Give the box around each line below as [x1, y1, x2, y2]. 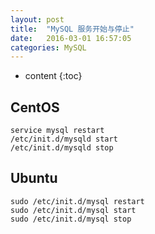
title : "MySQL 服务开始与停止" [10, 24, 135, 34]
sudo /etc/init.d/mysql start [10, 205, 137, 215]
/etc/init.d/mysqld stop [10, 143, 114, 153]
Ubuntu [10, 170, 58, 187]
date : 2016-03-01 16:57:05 [10, 33, 132, 43]
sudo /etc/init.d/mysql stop [10, 214, 132, 224]
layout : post [10, 14, 65, 25]
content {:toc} [24, 70, 83, 82]
